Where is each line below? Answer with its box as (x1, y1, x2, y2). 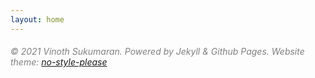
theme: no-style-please (10, 56, 108, 68)
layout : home (10, 14, 65, 25)
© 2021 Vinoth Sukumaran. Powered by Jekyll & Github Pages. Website (10, 46, 305, 58)
